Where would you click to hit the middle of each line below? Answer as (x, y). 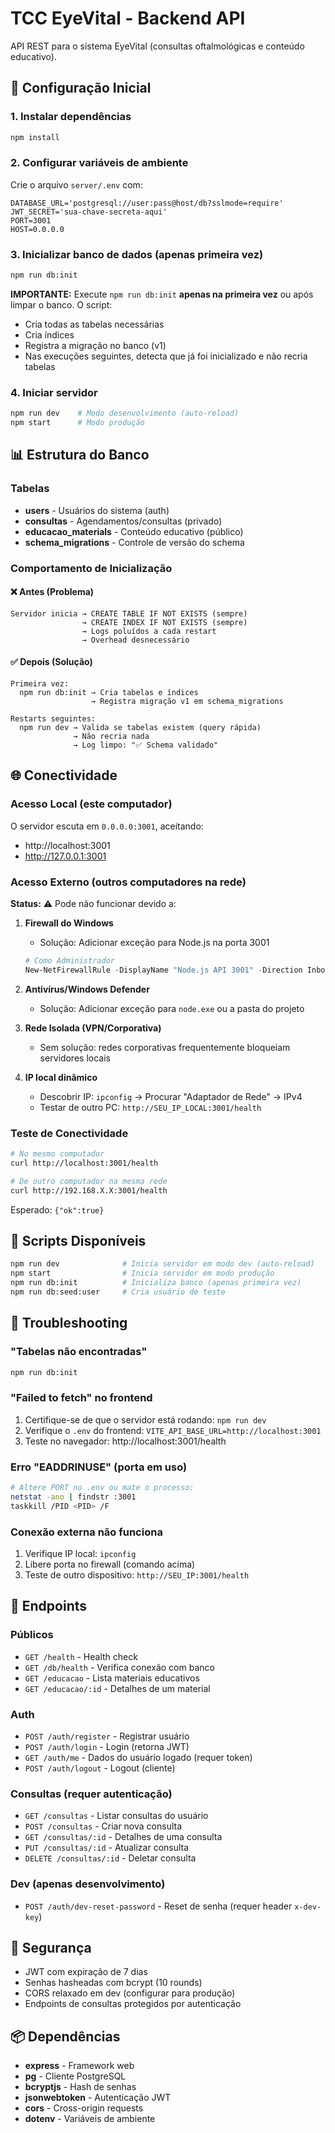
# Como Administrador (69, 961)
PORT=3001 (31, 220)
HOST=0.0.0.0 (37, 229)
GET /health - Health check (81, 1656)
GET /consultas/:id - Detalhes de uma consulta (123, 1837)
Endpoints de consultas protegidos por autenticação (133, 2004)
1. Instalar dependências (71, 117)
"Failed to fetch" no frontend (81, 1398)
